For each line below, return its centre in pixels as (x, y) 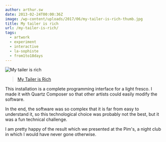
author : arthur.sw (24, 10)
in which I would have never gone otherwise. (51, 135)
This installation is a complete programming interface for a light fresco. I (79, 89)
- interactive (24, 47)
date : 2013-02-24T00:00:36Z (34, 14)
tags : (11, 33)
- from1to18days (26, 56)
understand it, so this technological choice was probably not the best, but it (82, 114)
